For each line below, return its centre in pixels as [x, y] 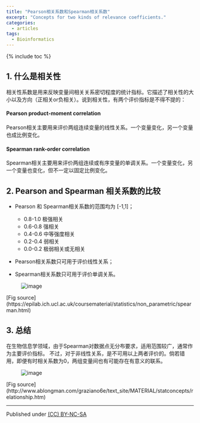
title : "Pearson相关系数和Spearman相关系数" [58, 12]
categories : [21, 23]
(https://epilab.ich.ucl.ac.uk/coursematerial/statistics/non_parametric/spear [99, 304]
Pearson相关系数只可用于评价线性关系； [64, 262]
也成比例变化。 [24, 135]
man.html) [19, 310]
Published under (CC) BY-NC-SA [46, 414]
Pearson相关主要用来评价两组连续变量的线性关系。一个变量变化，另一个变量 [100, 127]
